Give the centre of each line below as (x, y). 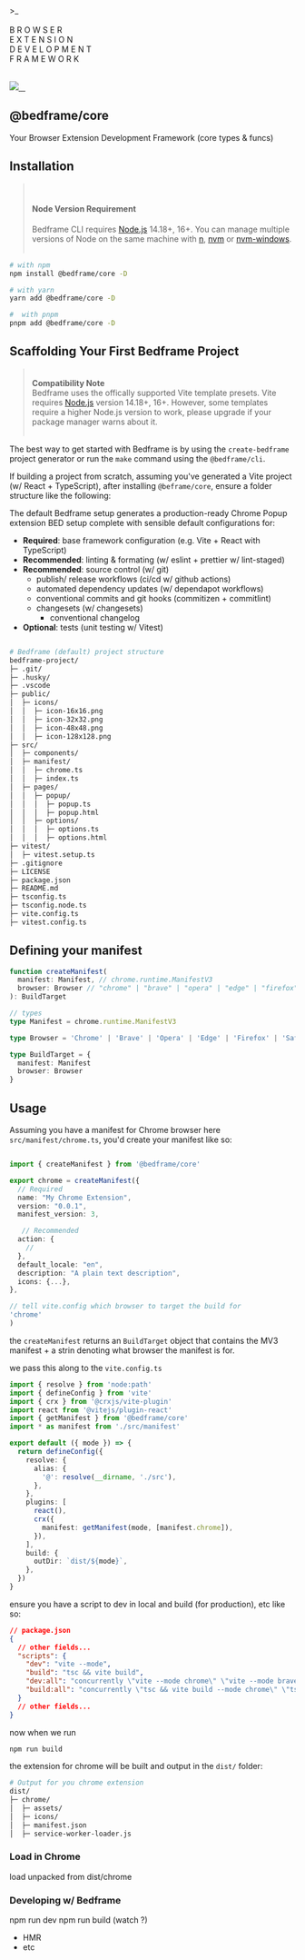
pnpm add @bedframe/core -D (63, 323)
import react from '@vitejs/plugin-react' (91, 1410)
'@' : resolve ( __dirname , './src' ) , (109, 1477)
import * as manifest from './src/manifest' (95, 1427)
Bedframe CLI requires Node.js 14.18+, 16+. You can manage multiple (161, 229)
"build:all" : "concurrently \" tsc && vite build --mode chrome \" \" (158, 1690)
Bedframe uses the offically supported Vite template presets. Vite (154, 393)
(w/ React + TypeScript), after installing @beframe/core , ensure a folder (141, 485)
